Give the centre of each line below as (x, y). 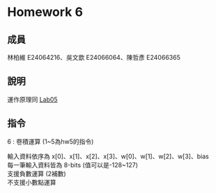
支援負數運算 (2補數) (37, 174)
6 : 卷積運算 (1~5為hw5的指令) (51, 141)
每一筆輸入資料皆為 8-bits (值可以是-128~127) (72, 165)
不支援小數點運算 (32, 182)
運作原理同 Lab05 (32, 99)
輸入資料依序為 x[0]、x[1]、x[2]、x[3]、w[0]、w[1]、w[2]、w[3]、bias (108, 156)
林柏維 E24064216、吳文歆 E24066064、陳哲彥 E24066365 (94, 57)
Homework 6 (45, 12)
